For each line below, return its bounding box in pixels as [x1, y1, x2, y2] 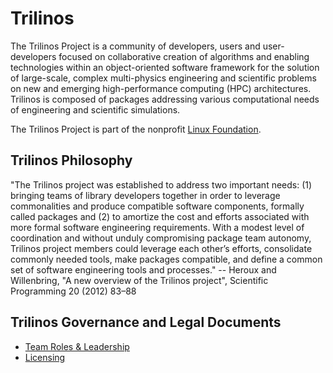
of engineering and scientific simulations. [10, 103, 181, 116]
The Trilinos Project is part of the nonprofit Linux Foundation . [10, 123, 262, 135]
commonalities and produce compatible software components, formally [10, 200, 305, 212]
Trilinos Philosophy [10, 152, 133, 169]
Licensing [24, 351, 66, 363]
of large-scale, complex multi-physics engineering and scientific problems [10, 72, 317, 84]
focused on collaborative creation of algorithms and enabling [58, 50, 310, 62]
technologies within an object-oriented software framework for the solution [10, 61, 320, 73]
